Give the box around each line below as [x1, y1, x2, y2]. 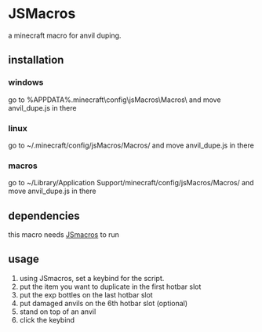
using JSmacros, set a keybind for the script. [19, 273, 165, 283]
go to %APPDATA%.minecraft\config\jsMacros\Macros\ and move [8, 95, 221, 104]
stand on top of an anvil [19, 307, 96, 316]
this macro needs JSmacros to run [8, 230, 120, 239]
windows [8, 77, 44, 88]
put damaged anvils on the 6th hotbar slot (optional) [19, 298, 188, 308]
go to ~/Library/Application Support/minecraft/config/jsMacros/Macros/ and [8, 178, 254, 188]
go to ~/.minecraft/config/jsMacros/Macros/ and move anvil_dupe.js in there [8, 140, 255, 150]
